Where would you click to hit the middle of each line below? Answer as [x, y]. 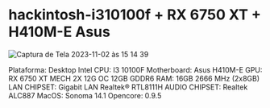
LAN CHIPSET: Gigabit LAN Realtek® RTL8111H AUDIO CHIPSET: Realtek [128, 87]
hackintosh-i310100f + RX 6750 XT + [135, 15]
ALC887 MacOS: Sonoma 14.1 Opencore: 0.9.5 [85, 95]
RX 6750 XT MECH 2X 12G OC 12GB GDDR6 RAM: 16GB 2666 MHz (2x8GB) [134, 78]
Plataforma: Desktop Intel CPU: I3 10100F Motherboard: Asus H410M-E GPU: [135, 69]
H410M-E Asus [59, 32]
